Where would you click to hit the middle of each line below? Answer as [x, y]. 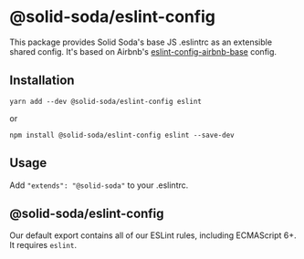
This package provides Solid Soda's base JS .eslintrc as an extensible [141, 42]
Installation [42, 81]
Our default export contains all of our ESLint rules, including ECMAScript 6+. [153, 235]
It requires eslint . [43, 245]
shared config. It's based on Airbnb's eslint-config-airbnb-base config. [143, 51]
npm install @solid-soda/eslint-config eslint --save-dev [122, 135]
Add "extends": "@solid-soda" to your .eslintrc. [99, 185]
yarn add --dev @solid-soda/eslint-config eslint [106, 101]
